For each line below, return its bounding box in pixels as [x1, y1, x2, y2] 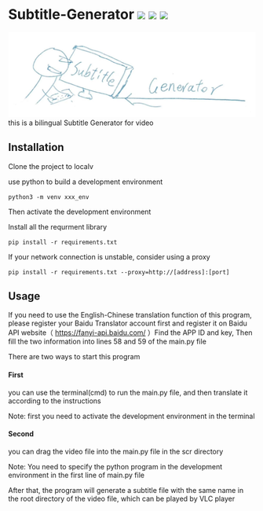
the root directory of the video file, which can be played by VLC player [8, 494, 236, 503]
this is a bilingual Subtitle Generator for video [8, 118, 155, 127]
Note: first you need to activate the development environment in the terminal [8, 411, 255, 421]
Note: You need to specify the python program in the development [8, 461, 223, 471]
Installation [8, 141, 64, 154]
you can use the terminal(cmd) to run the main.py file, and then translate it [8, 388, 248, 397]
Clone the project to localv [8, 161, 94, 171]
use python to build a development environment [8, 177, 163, 186]
